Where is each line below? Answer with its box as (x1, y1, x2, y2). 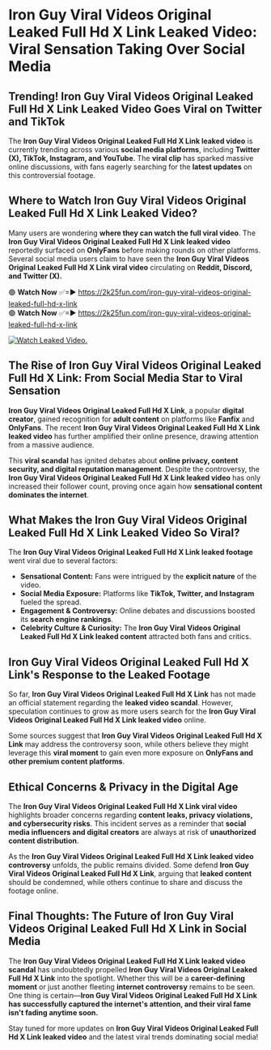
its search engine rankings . (19, 615, 113, 624)
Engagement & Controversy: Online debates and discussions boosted (19, 606, 256, 616)
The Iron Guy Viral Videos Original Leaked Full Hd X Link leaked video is (8, 136, 253, 146)
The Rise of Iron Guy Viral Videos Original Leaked (8, 358, 261, 373)
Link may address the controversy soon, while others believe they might (8, 739, 249, 749)
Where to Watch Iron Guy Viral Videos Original (8, 194, 247, 208)
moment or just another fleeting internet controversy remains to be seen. (8, 981, 256, 992)
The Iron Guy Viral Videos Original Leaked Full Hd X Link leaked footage (8, 548, 253, 557)
